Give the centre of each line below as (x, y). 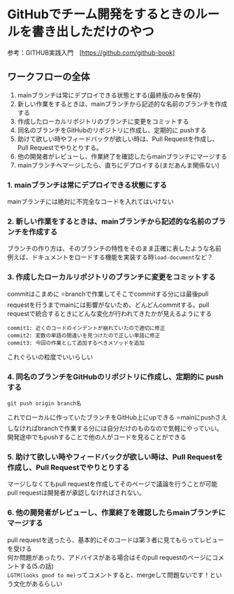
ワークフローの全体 (49, 77)
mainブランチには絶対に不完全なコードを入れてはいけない (91, 202)
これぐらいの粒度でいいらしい (50, 357)
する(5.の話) (37, 566)
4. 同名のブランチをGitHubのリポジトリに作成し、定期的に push (115, 377)
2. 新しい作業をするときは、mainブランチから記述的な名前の (109, 221)
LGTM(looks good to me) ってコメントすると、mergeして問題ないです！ (109, 574)
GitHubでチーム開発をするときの (101, 14)
